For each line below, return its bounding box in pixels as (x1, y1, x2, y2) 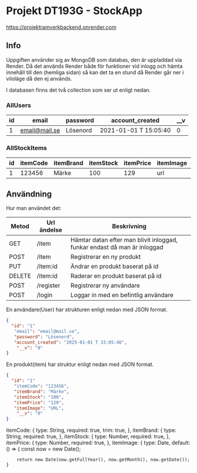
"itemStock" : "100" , (13, 394, 64, 400)
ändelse (39, 226, 63, 234)
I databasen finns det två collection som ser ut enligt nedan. (6, 86, 151, 94)
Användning (6, 189, 52, 199)
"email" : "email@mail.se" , (13, 328, 80, 334)
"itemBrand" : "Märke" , (13, 388, 69, 395)
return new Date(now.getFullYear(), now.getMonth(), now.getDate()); (16, 457, 191, 463)
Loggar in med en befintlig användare (70, 291, 174, 299)
